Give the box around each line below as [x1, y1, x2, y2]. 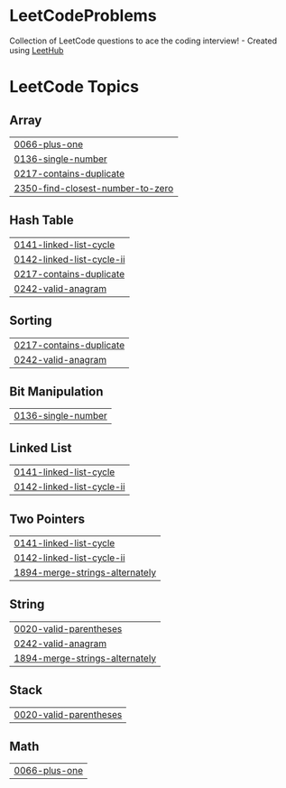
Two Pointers [9, 511, 86, 526]
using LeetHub [9, 44, 64, 55]
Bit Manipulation [9, 384, 104, 399]
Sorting [9, 313, 52, 329]
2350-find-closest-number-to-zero [14, 181, 174, 194]
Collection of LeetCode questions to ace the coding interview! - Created [9, 35, 278, 46]
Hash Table [9, 213, 74, 228]
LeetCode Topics [9, 77, 140, 97]
